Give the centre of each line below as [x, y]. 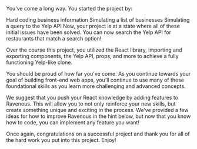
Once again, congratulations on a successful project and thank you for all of [98, 134]
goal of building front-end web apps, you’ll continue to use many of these [95, 80]
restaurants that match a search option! [54, 38]
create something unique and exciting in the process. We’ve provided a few [97, 110]
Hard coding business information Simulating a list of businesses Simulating [98, 20]
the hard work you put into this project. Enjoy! [61, 140]
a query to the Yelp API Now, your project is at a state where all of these [93, 26]
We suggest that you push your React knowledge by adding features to [92, 97]
